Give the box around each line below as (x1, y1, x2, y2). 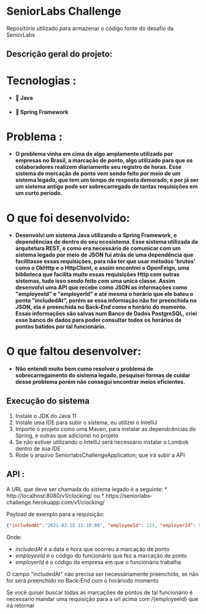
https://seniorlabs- (105, 492, 153, 499)
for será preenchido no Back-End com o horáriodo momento (6, 577, 159, 584)
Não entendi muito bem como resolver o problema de (15, 365, 154, 373)
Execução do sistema (6, 396, 90, 406)
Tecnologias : (6, 74, 77, 87)
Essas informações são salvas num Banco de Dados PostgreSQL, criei (15, 310, 197, 317)
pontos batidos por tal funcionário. (15, 323, 106, 330)
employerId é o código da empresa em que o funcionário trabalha (15, 558, 181, 565)
